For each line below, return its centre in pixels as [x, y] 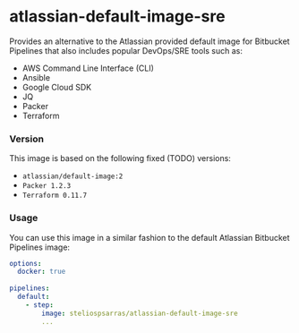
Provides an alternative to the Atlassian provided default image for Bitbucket [149, 41]
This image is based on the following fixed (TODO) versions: [120, 158]
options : [26, 263]
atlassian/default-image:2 [73, 176]
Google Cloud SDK [57, 87]
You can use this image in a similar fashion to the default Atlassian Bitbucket [149, 237]
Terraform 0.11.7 [55, 196]
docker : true [42, 272]
